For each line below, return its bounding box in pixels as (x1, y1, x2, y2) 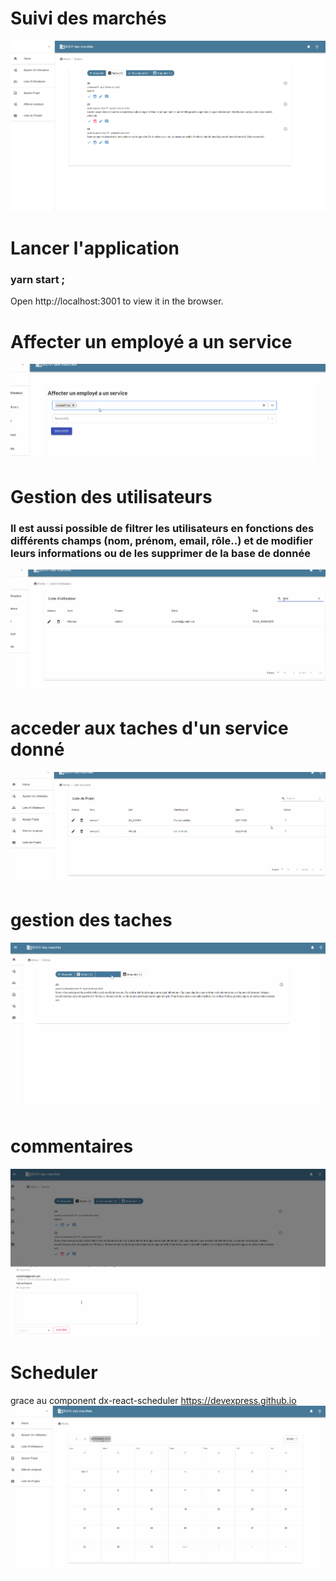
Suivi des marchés (10, 7, 167, 30)
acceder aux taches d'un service (10, 717, 289, 740)
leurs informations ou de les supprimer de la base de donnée (10, 546, 311, 560)
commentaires (10, 1135, 134, 1158)
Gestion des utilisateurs (10, 485, 213, 508)
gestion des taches (10, 909, 173, 932)
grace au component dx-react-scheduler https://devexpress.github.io (10, 1394, 297, 1406)
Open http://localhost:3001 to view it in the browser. (10, 295, 224, 307)
